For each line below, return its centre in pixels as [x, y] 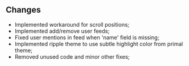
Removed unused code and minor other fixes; [72, 56]
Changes [23, 10]
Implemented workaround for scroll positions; [72, 24]
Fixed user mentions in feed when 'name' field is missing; [87, 37]
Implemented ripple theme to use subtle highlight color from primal [99, 44]
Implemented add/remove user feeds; [62, 31]
